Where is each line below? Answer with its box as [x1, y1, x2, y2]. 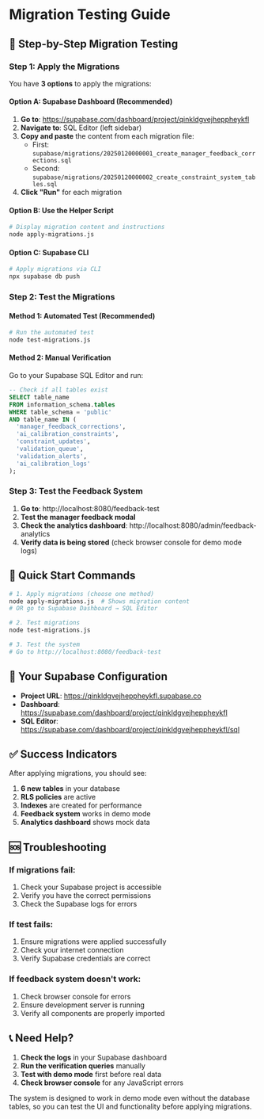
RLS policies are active [20, 792, 96, 802]
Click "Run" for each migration [20, 188, 122, 197]
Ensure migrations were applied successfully [20, 937, 167, 946]
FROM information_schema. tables [9, 400, 115, 409]
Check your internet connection [20, 945, 124, 955]
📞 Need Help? [9, 1032, 74, 1045]
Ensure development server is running [20, 1000, 145, 1010]
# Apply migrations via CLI [9, 265, 102, 273]
